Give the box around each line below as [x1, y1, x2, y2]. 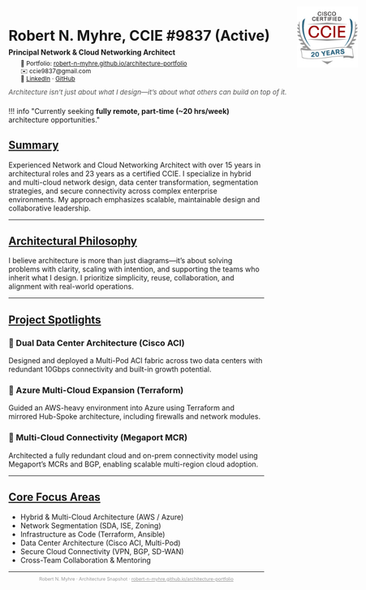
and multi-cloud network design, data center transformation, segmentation [8, 177, 258, 187]
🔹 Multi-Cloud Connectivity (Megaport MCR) [8, 432, 188, 444]
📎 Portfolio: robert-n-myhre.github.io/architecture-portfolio [19, 59, 187, 67]
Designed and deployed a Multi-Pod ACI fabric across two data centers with [8, 356, 263, 366]
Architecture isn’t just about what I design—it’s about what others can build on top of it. [8, 88, 287, 97]
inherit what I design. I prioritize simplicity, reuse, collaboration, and [8, 273, 235, 283]
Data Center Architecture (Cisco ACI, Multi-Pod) [19, 538, 181, 548]
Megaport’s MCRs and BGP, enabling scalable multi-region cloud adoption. [8, 459, 259, 469]
